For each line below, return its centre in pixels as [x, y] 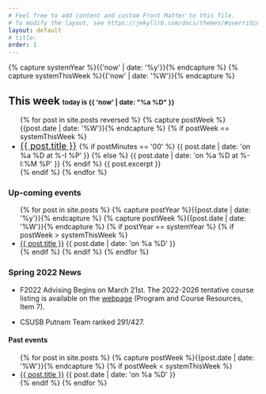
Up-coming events [45, 192]
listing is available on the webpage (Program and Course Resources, [131, 298]
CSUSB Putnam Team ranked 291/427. [82, 322]
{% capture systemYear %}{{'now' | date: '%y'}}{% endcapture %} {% [123, 67]
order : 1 [23, 45]
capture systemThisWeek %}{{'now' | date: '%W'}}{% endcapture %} [122, 76]
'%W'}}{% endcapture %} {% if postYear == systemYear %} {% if [127, 227]
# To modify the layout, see [56, 23]
